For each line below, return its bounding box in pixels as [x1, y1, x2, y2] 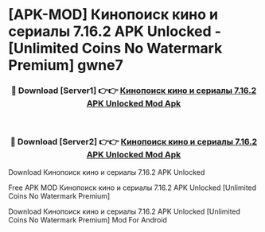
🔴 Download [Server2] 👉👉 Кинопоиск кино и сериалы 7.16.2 [10, 137, 258, 148]
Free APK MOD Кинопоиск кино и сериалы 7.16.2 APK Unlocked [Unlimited [8, 183, 257, 192]
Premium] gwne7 [8, 56, 123, 75]
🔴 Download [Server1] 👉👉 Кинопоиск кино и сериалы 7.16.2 [10, 85, 257, 96]
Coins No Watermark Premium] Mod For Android [8, 215, 167, 224]
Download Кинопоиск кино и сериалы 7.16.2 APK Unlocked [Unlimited [8, 207, 241, 216]
